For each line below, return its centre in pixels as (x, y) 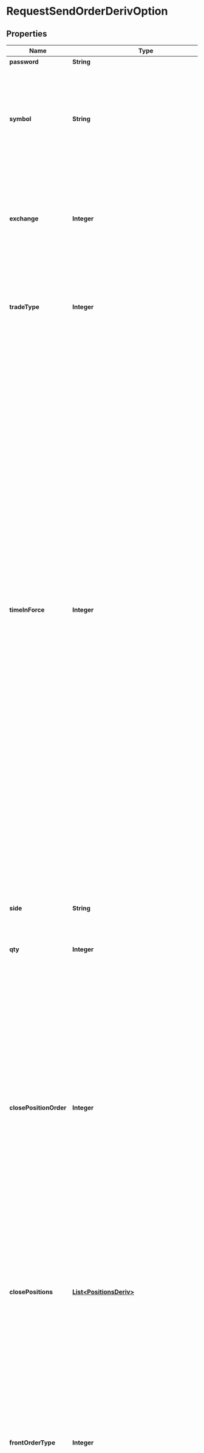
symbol (20, 119)
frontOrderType (32, 1443)
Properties (27, 34)
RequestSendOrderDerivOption (87, 11)
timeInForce (27, 610)
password (24, 62)
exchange (24, 219)
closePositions (31, 1292)
